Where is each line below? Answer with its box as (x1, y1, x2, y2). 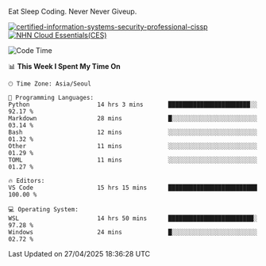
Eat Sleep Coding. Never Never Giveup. (8, 7, 137, 16)
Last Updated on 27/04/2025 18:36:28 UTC (8, 249, 151, 258)
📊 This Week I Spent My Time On (8, 62, 121, 70)
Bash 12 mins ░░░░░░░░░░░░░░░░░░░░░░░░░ (8, 128, 258, 136)
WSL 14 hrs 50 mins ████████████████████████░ (8, 215, 258, 222)
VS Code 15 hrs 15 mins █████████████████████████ (8, 184, 258, 192)
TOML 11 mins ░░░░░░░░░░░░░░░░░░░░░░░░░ (8, 156, 258, 164)
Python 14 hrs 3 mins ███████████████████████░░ (8, 101, 258, 108)
